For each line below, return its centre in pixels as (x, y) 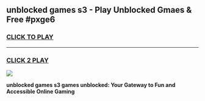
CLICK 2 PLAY (27, 60)
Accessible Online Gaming (41, 91)
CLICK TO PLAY (30, 37)
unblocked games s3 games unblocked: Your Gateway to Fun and (91, 84)
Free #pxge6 (31, 20)
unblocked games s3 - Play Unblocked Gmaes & (99, 10)
